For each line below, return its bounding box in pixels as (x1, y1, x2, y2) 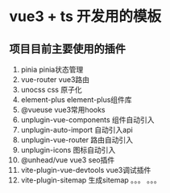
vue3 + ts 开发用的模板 (9, 7, 162, 26)
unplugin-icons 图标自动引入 (20, 146, 116, 154)
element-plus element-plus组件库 (20, 95, 132, 105)
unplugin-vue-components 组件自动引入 (20, 115, 155, 125)
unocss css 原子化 (20, 85, 83, 94)
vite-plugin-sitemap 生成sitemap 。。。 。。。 (20, 175, 162, 185)
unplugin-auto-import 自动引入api (20, 125, 134, 134)
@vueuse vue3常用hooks (20, 105, 106, 114)
